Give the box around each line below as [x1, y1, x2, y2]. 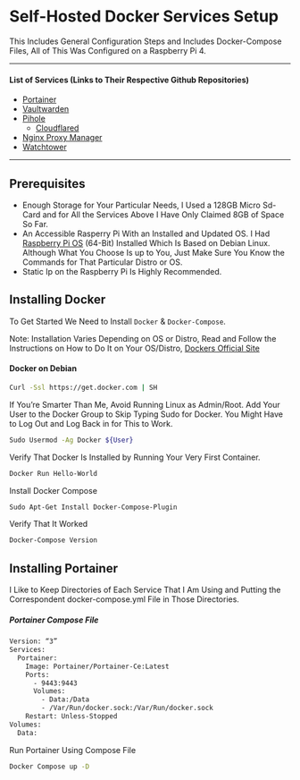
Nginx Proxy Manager [21, 132, 103, 143]
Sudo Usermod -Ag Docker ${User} [9, 436, 134, 445]
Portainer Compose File [9, 615, 99, 625]
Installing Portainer [9, 561, 119, 576]
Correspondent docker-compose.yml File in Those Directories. [9, 594, 239, 605]
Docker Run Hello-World [9, 469, 98, 478]
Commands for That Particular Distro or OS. [21, 257, 183, 267]
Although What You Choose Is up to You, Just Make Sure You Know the [21, 247, 286, 258]
